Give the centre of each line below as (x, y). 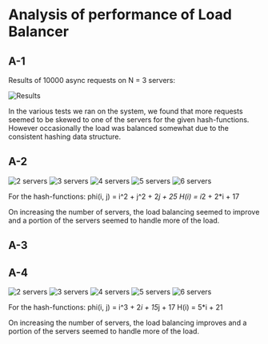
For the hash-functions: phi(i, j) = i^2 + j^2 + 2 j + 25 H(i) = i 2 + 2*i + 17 (124, 196)
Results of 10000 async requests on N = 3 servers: (92, 80)
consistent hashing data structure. (65, 136)
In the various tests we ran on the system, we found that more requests (126, 111)
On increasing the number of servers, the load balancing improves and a (128, 323)
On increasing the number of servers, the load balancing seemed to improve (134, 212)
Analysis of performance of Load (120, 15)
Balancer (39, 32)
